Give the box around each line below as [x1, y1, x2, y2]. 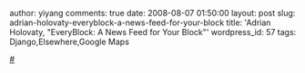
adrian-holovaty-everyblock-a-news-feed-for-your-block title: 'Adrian [9, 17, 271, 28]
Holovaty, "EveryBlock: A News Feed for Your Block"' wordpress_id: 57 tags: [9, 27, 297, 37]
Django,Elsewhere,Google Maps [9, 36, 130, 47]
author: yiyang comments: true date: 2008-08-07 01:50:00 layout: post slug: [9, 8, 296, 18]
